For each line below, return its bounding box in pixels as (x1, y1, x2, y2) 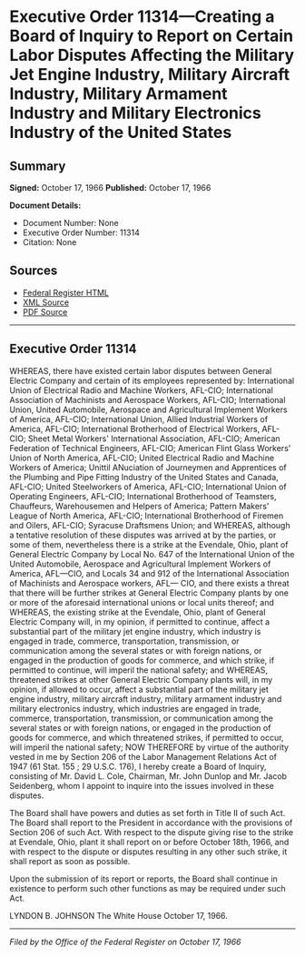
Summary (9, 158, 66, 173)
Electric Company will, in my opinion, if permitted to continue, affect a (9, 616, 271, 627)
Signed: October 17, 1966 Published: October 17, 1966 (9, 182, 212, 192)
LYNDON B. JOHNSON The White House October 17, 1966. (9, 910, 229, 921)
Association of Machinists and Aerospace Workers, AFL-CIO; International (9, 394, 286, 405)
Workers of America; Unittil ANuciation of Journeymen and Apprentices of (9, 461, 288, 473)
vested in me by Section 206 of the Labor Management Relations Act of (9, 751, 277, 762)
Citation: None (22, 237, 77, 247)
